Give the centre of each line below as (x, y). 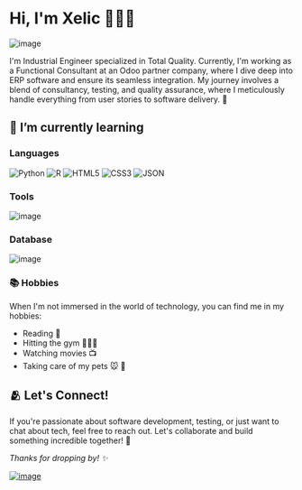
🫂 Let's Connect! (59, 395)
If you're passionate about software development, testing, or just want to (144, 421)
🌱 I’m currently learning (77, 128)
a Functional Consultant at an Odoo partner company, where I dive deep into (151, 70)
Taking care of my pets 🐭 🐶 (74, 365)
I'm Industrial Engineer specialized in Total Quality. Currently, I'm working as (151, 60)
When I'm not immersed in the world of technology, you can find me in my (147, 306)
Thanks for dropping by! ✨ (59, 458)
